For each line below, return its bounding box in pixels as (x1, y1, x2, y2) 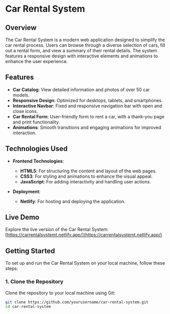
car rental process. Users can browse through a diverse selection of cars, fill (5, 42, 165, 48)
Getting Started (5, 246, 55, 255)
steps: (5, 265, 18, 272)
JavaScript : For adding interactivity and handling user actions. (20, 178, 151, 184)
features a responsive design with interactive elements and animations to (5, 53, 158, 59)
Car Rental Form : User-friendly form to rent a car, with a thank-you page (12, 113, 165, 119)
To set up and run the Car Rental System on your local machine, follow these (5, 260, 165, 266)
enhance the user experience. (5, 58, 68, 64)
